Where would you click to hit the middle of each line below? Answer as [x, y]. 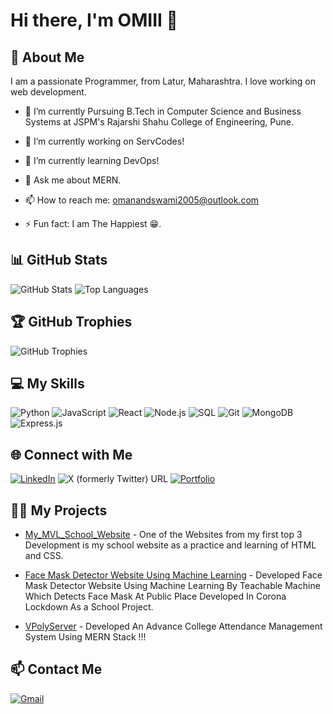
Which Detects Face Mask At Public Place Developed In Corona [155, 596]
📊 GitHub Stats [59, 260]
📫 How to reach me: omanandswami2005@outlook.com [142, 200]
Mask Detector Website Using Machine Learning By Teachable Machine [172, 586]
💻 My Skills [47, 384]
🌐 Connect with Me [71, 454]
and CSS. [44, 556]
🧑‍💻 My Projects [59, 510]
